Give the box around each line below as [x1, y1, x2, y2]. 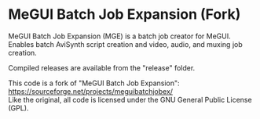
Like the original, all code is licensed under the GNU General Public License [8, 95, 253, 104]
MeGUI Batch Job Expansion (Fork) [8, 5, 241, 23]
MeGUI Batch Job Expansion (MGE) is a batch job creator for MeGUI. [8, 31, 232, 41]
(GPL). [8, 103, 29, 113]
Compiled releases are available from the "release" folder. [8, 63, 196, 72]
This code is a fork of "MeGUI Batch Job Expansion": [8, 78, 180, 88]
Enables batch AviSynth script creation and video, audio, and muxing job [8, 39, 243, 49]
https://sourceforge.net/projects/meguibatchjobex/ [8, 86, 174, 96]
